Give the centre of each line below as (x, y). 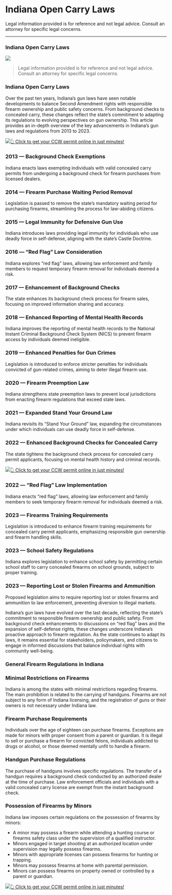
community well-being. (30, 650)
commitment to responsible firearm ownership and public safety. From (79, 618)
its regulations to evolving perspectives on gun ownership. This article (79, 120)
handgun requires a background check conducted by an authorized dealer (84, 776)
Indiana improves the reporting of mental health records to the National (80, 329)
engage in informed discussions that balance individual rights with (75, 645)
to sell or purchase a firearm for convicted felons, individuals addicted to (82, 741)
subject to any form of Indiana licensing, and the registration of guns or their (86, 700)
